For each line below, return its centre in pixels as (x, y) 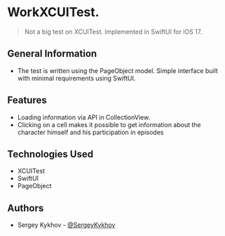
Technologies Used (50, 154)
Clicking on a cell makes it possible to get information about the (109, 124)
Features (27, 100)
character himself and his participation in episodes (90, 132)
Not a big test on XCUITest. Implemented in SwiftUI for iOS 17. (113, 32)
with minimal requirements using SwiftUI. (76, 78)
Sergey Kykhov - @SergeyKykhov (66, 225)
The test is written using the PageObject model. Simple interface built (118, 70)
